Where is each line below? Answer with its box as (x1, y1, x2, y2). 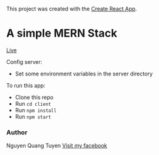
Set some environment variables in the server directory (15, 70, 153, 77)
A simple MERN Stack (6, 27, 118, 40)
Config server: (6, 58, 42, 66)
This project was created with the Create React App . (6, 5, 137, 12)
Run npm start (15, 112, 52, 120)
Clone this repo (15, 94, 53, 101)
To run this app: (6, 81, 46, 89)
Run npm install (15, 106, 57, 114)
